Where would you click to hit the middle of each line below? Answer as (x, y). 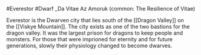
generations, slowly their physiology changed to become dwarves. (89, 45)
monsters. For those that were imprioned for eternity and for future (90, 39)
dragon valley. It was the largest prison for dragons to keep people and (95, 33)
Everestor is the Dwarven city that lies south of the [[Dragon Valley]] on (95, 20)
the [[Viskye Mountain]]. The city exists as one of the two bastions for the (98, 27)
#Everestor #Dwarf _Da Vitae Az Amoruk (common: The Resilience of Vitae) (101, 9)
